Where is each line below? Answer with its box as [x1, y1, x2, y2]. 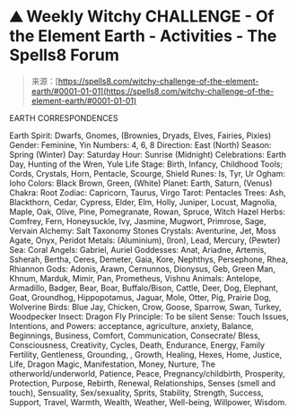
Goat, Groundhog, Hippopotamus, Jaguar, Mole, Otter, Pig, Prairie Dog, [9, 291, 272, 302]
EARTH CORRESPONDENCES [9, 112, 118, 123]
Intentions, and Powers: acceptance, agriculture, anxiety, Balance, [9, 320, 254, 331]
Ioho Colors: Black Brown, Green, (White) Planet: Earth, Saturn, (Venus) [9, 178, 273, 188]
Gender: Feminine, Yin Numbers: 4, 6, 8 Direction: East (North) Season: [9, 139, 272, 150]
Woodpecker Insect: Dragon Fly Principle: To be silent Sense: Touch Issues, [9, 311, 289, 322]
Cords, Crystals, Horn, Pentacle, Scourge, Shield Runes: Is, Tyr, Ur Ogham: [9, 168, 285, 178]
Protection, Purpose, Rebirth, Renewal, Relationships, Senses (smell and [9, 377, 276, 388]
